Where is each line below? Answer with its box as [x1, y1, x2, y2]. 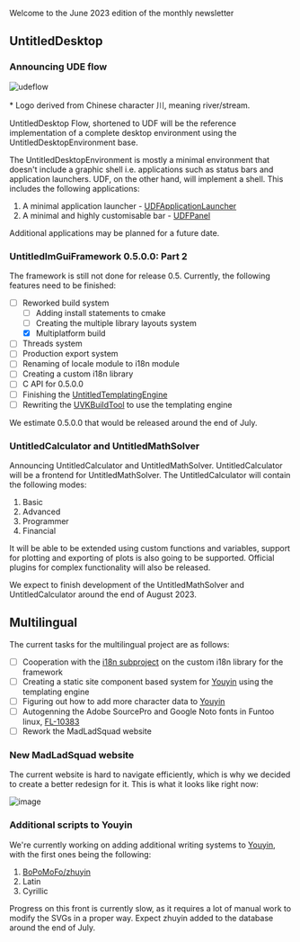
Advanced [22, 506, 61, 517]
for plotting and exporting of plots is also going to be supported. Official [9, 552, 275, 563]
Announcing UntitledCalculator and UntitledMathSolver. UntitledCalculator [9, 459, 283, 471]
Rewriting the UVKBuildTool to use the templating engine [22, 399, 233, 410]
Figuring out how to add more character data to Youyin [22, 695, 225, 706]
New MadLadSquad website [9, 749, 135, 762]
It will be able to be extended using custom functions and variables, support [9, 542, 290, 553]
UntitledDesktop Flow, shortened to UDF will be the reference [9, 117, 236, 129]
